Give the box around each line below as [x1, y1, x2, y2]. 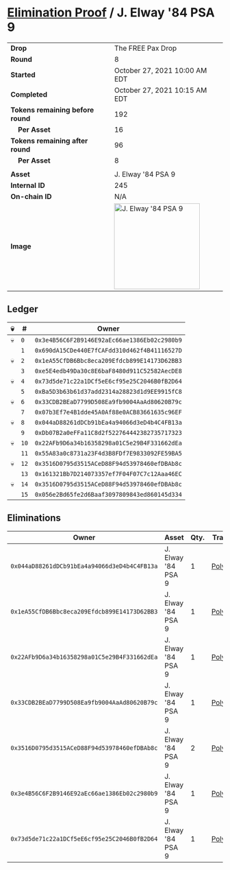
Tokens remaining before [10, 105, 94, 115]
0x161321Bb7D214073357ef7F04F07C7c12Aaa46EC [34, 470, 183, 478]
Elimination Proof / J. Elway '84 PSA [7, 5, 215, 21]
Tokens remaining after [10, 136, 88, 145]
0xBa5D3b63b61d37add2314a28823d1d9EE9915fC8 [34, 388, 183, 395]
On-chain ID [10, 191, 52, 201]
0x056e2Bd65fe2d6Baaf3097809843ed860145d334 [34, 491, 183, 498]
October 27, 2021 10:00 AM [114, 65, 207, 75]
